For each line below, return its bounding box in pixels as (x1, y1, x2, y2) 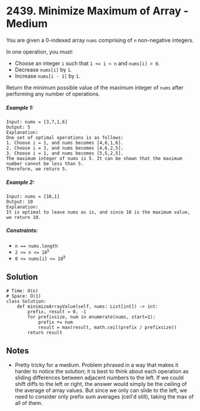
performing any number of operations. (6, 90, 100, 97)
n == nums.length (14, 243, 58, 249)
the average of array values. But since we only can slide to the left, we (14, 387, 187, 394)
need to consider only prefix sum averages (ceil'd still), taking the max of (14, 393, 194, 400)
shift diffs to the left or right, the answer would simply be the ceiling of (14, 381, 187, 388)
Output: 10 (6, 199, 33, 205)
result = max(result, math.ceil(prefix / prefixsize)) (37, 324, 177, 330)
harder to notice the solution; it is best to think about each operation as (14, 368, 189, 375)
